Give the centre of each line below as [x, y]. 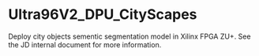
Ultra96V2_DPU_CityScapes [103, 15]
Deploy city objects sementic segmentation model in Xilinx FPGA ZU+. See [129, 36]
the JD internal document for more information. [85, 44]
